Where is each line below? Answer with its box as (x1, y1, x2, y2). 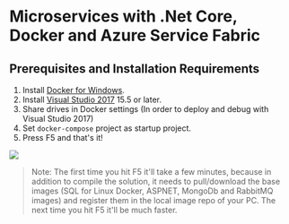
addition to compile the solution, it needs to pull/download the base (31, 177, 281, 186)
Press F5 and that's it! (22, 133, 103, 142)
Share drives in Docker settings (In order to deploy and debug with (22, 104, 269, 114)
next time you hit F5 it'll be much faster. (31, 204, 178, 215)
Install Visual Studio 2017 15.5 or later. (22, 94, 162, 105)
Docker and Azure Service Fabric (9, 25, 261, 46)
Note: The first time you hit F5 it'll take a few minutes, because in (31, 167, 272, 177)
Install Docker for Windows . (22, 85, 126, 95)
